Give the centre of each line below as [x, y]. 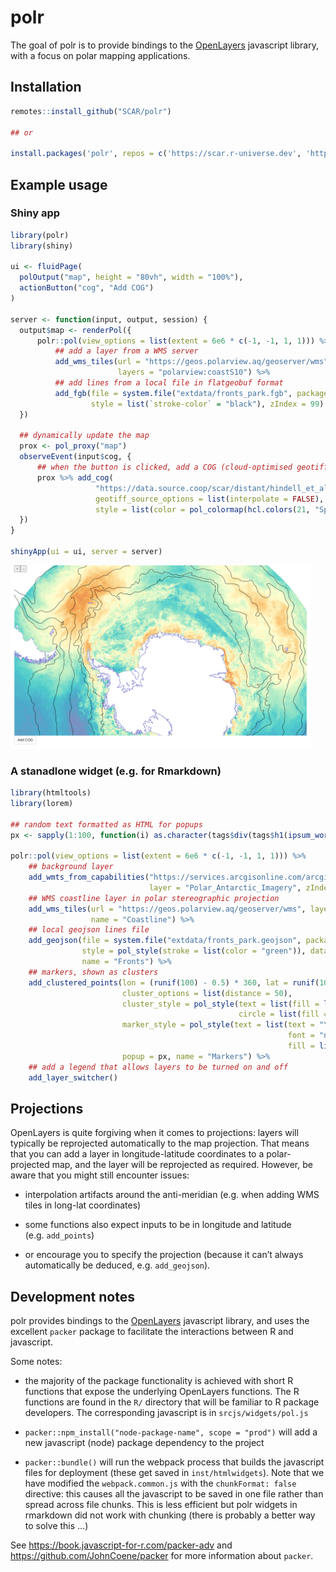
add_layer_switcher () [73, 1077]
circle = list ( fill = [283, 1014]
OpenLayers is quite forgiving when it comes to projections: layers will [154, 1133]
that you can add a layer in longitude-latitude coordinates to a [137, 1154]
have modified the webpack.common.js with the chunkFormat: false [160, 1483]
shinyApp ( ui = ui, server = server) [86, 552]
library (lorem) [42, 803]
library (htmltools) [51, 793]
